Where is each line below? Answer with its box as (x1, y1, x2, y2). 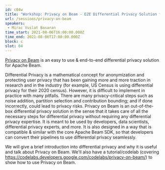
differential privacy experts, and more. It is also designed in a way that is (5, 123, 152, 130)
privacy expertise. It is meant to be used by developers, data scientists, (5, 119, 149, 124)
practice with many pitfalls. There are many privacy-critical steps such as (5, 93, 153, 98)
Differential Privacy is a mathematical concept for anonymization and (5, 72, 144, 77)
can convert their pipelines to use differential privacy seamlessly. (5, 134, 137, 140)
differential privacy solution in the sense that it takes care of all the (14, 108, 148, 114)
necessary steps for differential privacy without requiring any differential (5, 113, 151, 119)
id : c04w (5, 7, 23, 12)
